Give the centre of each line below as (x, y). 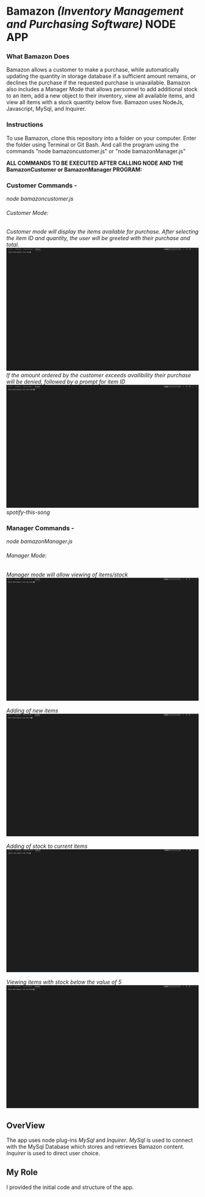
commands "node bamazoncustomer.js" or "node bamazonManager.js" (96, 151)
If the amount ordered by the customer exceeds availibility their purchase (99, 376)
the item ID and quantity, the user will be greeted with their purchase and (98, 238)
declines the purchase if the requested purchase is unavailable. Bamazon (99, 83)
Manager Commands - (40, 528)
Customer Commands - (42, 185)
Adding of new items (32, 710)
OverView (26, 1125)
